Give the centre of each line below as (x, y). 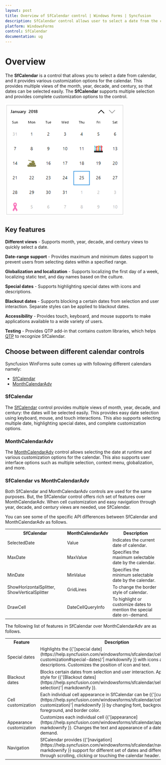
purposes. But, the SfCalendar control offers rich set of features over (75, 497)
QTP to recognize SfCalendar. (35, 336)
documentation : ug (24, 37)
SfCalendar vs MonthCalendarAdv (47, 481)
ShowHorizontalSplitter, (31, 587)
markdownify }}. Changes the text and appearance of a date (101, 728)
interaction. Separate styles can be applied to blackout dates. (67, 306)
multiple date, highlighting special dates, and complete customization (76, 423)
